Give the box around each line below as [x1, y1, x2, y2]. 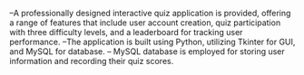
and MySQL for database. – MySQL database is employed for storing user [9, 46, 286, 57]
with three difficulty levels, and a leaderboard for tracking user [9, 27, 243, 37]
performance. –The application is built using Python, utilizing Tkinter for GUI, [9, 36, 296, 47]
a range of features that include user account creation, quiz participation [9, 17, 281, 28]
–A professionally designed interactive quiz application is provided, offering [9, 8, 291, 18]
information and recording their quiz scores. [9, 56, 174, 66]
